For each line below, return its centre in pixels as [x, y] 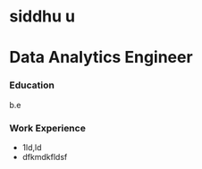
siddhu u [42, 17]
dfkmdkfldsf [45, 156]
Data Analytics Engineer [101, 58]
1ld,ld [32, 147]
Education [32, 85]
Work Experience [48, 128]
